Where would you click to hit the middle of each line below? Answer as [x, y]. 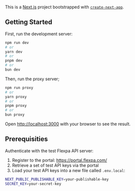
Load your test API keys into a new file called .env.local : [68, 170]
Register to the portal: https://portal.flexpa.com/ [60, 160]
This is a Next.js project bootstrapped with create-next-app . [65, 7]
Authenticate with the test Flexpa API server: [49, 151]
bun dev [13, 70]
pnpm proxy [16, 106]
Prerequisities [27, 139]
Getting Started [29, 22]
